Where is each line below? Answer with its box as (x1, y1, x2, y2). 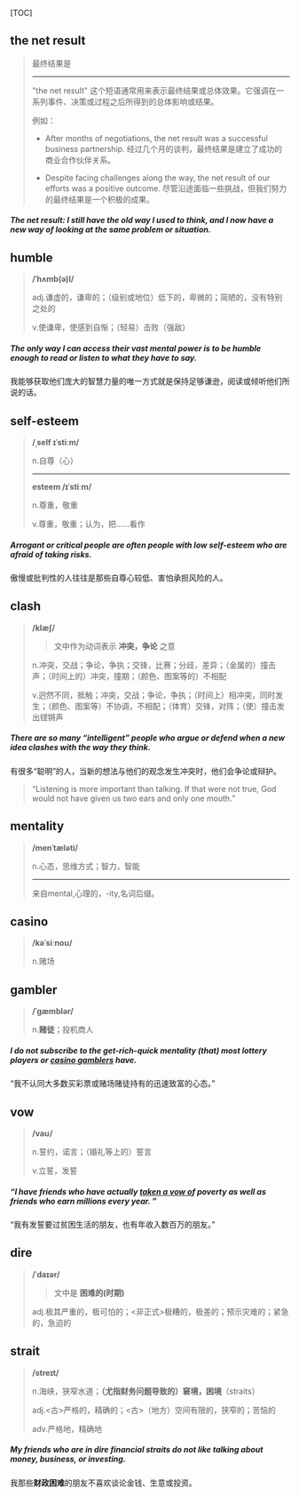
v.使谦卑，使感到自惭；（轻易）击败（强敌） (31, 322, 191, 332)
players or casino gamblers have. (10, 1054, 138, 1065)
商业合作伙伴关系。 (44, 155, 116, 165)
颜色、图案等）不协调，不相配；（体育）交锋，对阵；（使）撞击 (51, 700, 278, 711)
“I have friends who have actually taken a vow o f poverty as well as (10, 1186, 267, 1196)
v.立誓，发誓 (31, 1164, 78, 1176)
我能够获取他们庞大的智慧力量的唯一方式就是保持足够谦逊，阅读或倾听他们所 (10, 376, 290, 387)
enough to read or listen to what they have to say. (10, 352, 198, 363)
